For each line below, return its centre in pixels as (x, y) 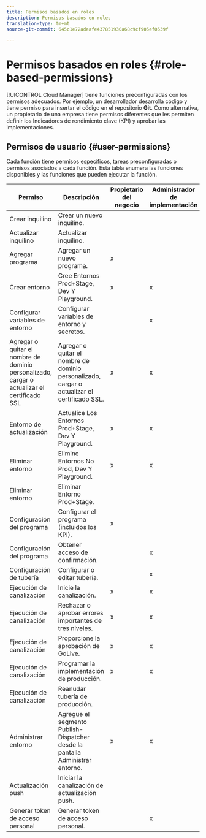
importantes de (80, 621)
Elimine (68, 453)
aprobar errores (81, 613)
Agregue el (74, 714)
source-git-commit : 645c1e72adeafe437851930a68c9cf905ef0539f (87, 29)
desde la (70, 745)
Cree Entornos (79, 276)
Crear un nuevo (80, 215)
